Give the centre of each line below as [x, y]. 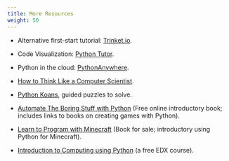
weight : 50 [23, 20]
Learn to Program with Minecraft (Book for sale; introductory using [114, 129]
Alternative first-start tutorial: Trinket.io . [74, 40]
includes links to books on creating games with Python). [99, 115]
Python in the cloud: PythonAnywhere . [73, 67]
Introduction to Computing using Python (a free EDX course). [106, 150]
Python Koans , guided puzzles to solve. [74, 94]
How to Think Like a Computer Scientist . [76, 80]
